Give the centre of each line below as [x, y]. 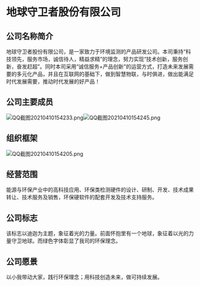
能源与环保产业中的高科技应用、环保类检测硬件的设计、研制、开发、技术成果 [100, 190]
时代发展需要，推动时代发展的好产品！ [53, 82]
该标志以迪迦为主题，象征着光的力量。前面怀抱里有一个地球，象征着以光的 [97, 233]
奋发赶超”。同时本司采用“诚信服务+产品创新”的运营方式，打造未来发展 [102, 67]
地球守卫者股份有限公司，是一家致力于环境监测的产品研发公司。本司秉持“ [96, 52]
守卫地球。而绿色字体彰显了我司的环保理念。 [66, 241]
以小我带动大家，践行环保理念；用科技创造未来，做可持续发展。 [84, 277]
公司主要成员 [30, 102]
